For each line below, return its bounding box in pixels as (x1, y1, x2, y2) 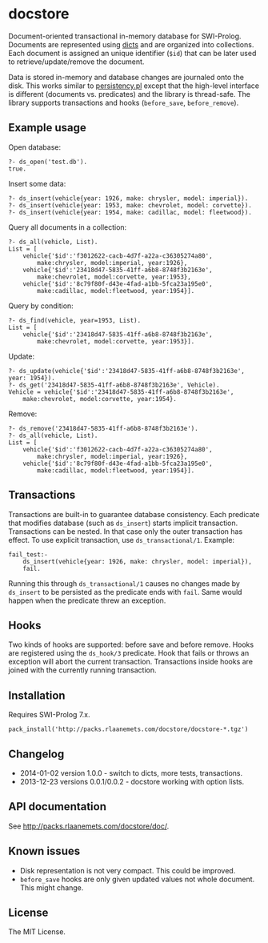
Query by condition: (8, 301, 74, 311)
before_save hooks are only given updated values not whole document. (19, 874, 255, 884)
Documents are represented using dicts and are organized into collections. (8, 39, 254, 49)
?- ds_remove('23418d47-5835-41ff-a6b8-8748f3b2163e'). (8, 424, 198, 432)
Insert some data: (8, 179, 66, 188)
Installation (8, 688, 66, 702)
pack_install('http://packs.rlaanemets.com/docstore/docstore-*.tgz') (8, 725, 249, 733)
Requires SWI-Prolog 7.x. (8, 710, 90, 720)
